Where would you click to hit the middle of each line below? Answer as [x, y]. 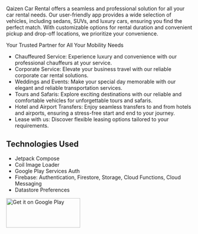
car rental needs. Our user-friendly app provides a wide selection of [89, 15]
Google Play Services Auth [47, 171]
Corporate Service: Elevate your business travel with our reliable [93, 69]
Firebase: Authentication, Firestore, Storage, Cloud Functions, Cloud [98, 177]
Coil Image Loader [37, 164]
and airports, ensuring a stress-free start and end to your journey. [95, 113]
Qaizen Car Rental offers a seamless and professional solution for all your [95, 9]
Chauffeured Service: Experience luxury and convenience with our [96, 56]
